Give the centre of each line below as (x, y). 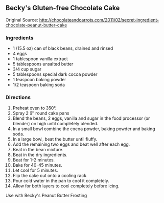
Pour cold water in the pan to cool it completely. (61, 181)
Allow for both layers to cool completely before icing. (66, 186)
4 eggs (20, 54)
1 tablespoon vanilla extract (40, 59)
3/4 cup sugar (27, 69)
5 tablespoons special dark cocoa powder (55, 74)
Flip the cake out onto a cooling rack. (50, 176)
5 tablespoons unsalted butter (43, 64)
